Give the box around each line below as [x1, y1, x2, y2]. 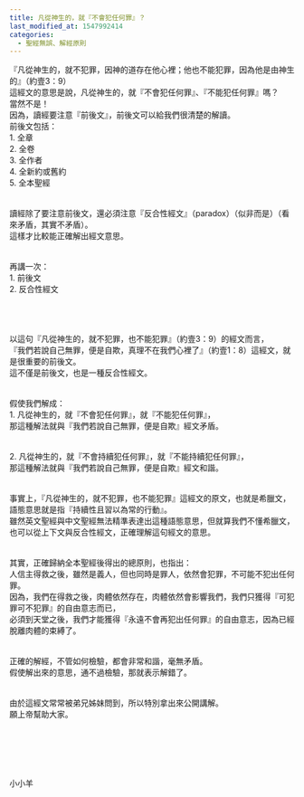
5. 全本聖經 [9, 177, 51, 188]
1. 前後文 [9, 272, 42, 283]
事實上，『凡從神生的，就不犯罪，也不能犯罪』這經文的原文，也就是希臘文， [9, 493, 291, 504]
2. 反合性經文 [9, 284, 59, 295]
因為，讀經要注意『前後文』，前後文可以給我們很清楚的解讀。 [9, 109, 235, 120]
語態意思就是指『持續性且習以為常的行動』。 [9, 504, 172, 516]
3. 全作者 [9, 155, 43, 166]
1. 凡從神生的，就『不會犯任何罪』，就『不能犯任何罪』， [9, 409, 215, 421]
